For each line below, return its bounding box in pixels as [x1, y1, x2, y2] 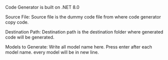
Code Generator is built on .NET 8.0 [5, 4, 80, 10]
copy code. [5, 19, 29, 25]
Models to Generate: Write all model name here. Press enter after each [5, 44, 153, 49]
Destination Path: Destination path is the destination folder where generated [5, 29, 163, 34]
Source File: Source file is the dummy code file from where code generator [5, 14, 161, 19]
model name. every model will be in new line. [5, 49, 99, 55]
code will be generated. [5, 34, 55, 40]
